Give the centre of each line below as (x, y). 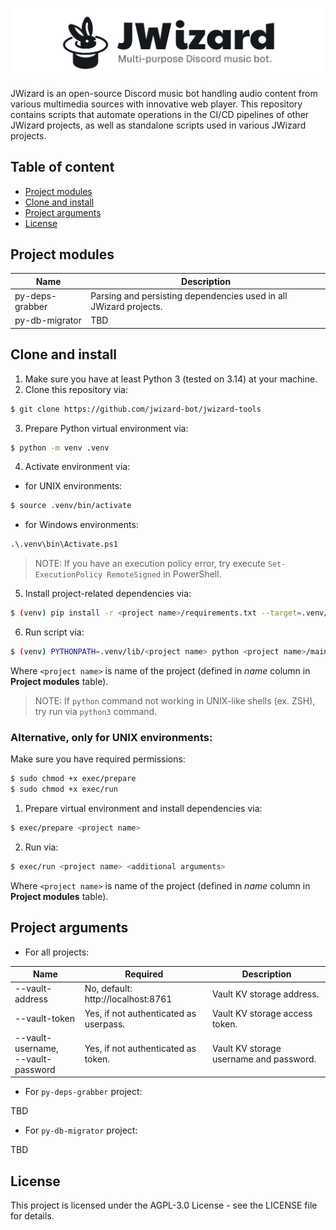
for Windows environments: (81, 525)
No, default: (108, 989)
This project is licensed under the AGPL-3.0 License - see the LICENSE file (164, 1205)
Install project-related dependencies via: (108, 594)
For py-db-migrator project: (81, 1130)
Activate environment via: (77, 467)
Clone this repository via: (76, 389)
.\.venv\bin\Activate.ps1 (64, 544)
